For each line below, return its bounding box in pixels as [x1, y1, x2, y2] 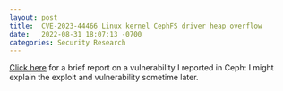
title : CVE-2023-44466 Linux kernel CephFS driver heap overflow [9, 21, 262, 30]
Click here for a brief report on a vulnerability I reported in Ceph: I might [9, 62, 275, 73]
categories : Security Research [9, 37, 126, 47]
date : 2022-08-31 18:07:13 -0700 [9, 29, 142, 38]
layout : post [9, 12, 58, 22]
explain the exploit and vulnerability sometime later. [9, 72, 199, 83]
